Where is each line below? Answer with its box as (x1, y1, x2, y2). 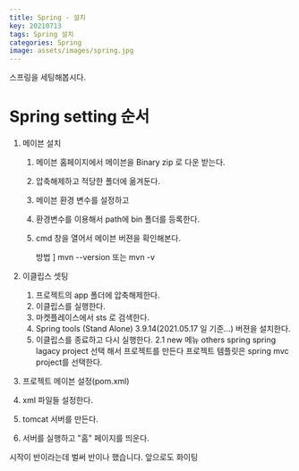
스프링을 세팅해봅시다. (9, 72, 87, 83)
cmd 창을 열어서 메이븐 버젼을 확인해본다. (35, 233, 182, 244)
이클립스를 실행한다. (35, 301, 106, 312)
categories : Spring (9, 38, 82, 47)
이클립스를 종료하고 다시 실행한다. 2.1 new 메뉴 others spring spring (35, 334, 277, 345)
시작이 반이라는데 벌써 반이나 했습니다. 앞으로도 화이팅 (9, 452, 199, 463)
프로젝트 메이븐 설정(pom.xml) (21, 376, 130, 387)
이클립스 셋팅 (21, 271, 69, 282)
